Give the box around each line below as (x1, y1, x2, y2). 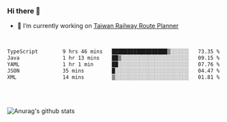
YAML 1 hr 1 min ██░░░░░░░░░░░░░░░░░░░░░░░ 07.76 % (7, 61, 220, 68)
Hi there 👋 (7, 6, 41, 16)
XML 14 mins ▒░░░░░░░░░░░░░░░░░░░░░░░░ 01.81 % (7, 73, 220, 81)
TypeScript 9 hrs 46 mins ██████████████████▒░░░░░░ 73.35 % (7, 48, 220, 56)
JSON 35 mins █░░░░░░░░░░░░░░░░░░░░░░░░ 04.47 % (7, 67, 220, 74)
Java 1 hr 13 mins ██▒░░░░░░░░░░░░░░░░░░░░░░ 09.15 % (7, 55, 220, 62)
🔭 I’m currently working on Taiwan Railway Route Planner (17, 22, 179, 30)
